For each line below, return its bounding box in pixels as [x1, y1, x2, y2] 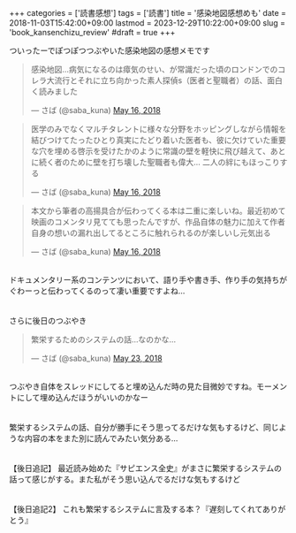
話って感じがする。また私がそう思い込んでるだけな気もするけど [9, 474, 241, 484]
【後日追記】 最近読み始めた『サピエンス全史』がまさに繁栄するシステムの [9, 463, 283, 473]
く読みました [30, 87, 78, 96]
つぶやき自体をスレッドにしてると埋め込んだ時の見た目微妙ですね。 [9, 381, 257, 392]
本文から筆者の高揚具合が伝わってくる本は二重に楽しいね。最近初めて [30, 206, 286, 216]
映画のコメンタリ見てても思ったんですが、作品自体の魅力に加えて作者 [30, 217, 285, 227]
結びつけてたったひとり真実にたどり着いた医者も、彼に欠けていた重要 [30, 135, 286, 145]
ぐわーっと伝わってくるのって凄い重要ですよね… [9, 286, 186, 296]
